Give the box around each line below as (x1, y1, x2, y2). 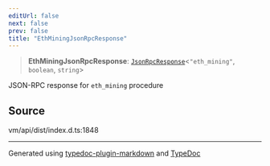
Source (8, 104, 46, 118)
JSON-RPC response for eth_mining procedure (8, 81, 164, 90)
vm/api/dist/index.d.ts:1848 (8, 126, 99, 135)
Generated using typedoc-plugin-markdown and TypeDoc (8, 148, 201, 158)
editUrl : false (8, 11, 59, 20)
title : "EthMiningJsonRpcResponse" (8, 34, 128, 43)
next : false (8, 19, 48, 27)
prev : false (8, 27, 48, 35)
